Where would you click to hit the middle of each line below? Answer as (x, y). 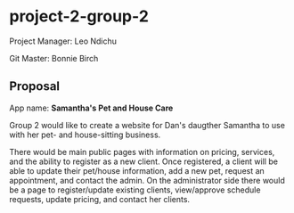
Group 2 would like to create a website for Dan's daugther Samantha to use (147, 125)
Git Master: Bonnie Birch (54, 58)
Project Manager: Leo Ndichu (63, 41)
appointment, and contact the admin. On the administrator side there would (147, 180)
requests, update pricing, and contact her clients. (99, 199)
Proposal (35, 86)
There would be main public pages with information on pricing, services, (142, 152)
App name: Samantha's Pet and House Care (91, 108)
